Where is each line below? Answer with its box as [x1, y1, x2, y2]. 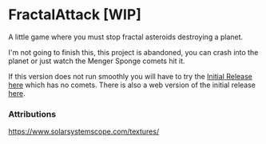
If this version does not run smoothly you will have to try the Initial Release [8, 71, 253, 81]
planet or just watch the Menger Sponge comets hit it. [8, 56, 185, 66]
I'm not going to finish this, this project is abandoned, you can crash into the [8, 47, 259, 57]
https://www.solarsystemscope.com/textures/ [8, 126, 160, 137]
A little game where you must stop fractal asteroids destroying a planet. [8, 32, 244, 42]
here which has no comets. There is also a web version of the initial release [8, 80, 256, 90]
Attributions [8, 108, 57, 119]
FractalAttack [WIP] [8, 6, 142, 24]
